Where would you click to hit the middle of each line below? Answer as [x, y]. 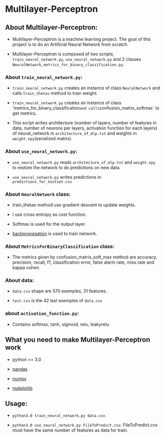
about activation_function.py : [42, 314]
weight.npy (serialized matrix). [42, 139]
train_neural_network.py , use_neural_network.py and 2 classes [77, 59]
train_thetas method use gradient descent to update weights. [74, 205]
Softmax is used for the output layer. [49, 224]
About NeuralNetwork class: [38, 194]
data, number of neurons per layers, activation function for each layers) [85, 128]
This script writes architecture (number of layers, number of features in [84, 123]
